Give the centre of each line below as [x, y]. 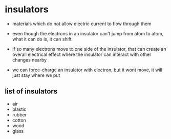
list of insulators [31, 92]
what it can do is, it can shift [42, 39]
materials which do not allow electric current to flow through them [82, 24]
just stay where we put [36, 75]
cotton [19, 120]
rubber [19, 114]
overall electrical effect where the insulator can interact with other [82, 54]
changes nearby [29, 59]
